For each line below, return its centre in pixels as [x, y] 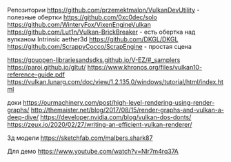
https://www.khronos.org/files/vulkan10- [144, 67]
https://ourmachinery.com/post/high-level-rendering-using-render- [119, 102]
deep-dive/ [23, 117]
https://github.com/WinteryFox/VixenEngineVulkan [79, 24]
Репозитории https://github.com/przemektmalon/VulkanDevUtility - [103, 10]
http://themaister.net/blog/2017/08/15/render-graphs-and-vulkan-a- [127, 110]
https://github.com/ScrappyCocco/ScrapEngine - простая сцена [99, 47]
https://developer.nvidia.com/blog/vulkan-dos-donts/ [116, 117]
